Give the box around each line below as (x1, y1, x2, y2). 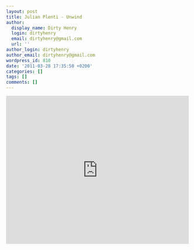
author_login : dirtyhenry (6, 47, 69, 53)
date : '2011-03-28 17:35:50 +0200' (6, 63, 93, 69)
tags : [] (6, 74, 27, 80)
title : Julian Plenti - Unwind (6, 14, 82, 20)
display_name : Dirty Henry (11, 25, 77, 31)
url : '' (11, 42, 30, 47)
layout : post (6, 8, 38, 15)
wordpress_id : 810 (6, 57, 51, 63)
